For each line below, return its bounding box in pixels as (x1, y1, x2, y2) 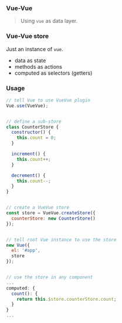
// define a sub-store (6, 119, 62, 125)
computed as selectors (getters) (14, 69, 93, 76)
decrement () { (11, 172, 46, 179)
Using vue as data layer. (20, 18, 78, 25)
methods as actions (14, 63, 63, 70)
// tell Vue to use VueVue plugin (6, 97, 91, 103)
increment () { (11, 151, 46, 157)
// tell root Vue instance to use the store (6, 237, 117, 243)
